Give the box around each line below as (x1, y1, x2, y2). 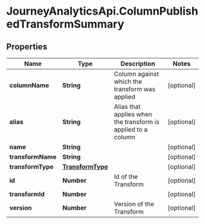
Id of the (113, 172, 138, 181)
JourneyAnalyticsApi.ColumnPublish (6, 4, 198, 18)
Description (120, 60, 156, 68)
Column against (113, 70, 159, 78)
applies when (113, 110, 153, 118)
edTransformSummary (6, 17, 124, 31)
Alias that (113, 102, 141, 111)
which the (113, 77, 142, 86)
